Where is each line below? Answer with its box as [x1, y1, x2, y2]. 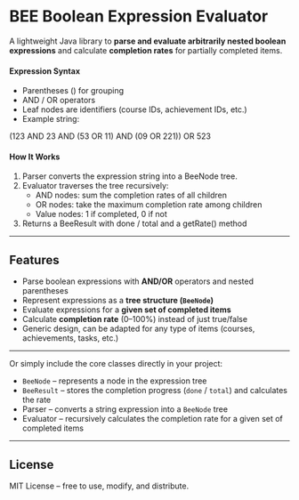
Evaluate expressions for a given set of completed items [21, 304, 231, 315]
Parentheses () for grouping [21, 85, 125, 96]
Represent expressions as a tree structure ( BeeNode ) [21, 295, 214, 306]
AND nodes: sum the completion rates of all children [35, 190, 228, 201]
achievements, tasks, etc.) [21, 333, 119, 343]
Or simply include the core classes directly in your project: [9, 359, 223, 369]
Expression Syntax [9, 65, 80, 77]
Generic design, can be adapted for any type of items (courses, [21, 323, 255, 335]
